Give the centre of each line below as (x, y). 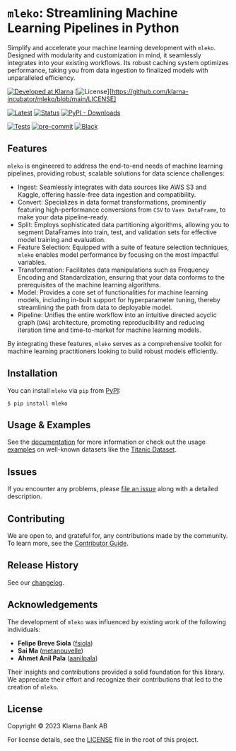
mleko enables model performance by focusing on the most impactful (118, 254)
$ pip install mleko (38, 403)
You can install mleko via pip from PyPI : (64, 390)
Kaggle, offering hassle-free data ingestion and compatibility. (107, 194)
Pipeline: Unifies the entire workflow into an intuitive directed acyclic (117, 315)
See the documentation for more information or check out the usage (107, 442)
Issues (22, 472)
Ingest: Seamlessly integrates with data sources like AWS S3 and (112, 187)
